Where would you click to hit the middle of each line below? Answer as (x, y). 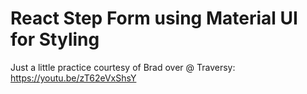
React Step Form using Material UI (154, 18)
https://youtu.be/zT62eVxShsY (73, 78)
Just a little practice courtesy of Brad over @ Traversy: (123, 67)
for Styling (55, 39)
